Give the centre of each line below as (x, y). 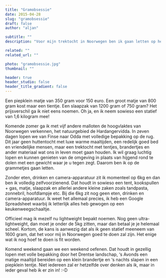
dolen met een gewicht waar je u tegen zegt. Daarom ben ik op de (72, 163)
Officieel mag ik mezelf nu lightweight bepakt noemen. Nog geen (71, 218)
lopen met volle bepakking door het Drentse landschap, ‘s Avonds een (76, 254)
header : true (19, 78)
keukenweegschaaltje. (28, 209)
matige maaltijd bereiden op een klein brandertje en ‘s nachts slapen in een (82, 259)
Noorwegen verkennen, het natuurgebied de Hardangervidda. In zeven (77, 131)
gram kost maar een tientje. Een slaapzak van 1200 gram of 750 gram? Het (81, 106)
